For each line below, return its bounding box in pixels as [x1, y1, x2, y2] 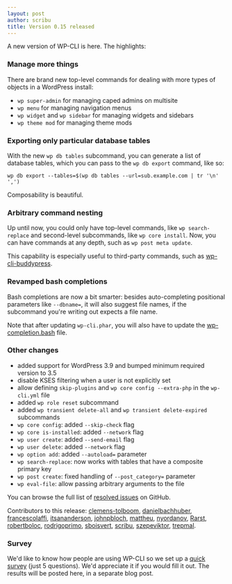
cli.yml [17, 392, 40, 399]
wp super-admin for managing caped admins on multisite [17, 96, 179, 104]
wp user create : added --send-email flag [17, 435, 135, 444]
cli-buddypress [7, 259, 51, 268]
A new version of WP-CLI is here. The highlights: [7, 42, 147, 51]
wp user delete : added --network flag [17, 442, 126, 451]
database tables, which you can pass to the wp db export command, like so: [7, 159, 224, 167]
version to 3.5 [17, 368, 57, 377]
